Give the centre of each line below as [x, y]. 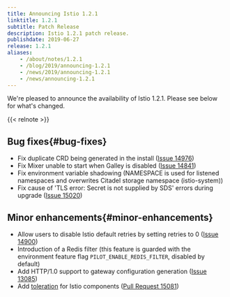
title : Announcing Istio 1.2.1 [53, 14]
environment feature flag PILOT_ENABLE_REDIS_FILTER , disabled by [111, 256]
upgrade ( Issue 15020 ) [50, 196]
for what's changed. [36, 106]
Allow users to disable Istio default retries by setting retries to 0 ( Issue [118, 234]
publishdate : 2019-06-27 [43, 40]
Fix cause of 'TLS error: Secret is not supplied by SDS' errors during [115, 188]
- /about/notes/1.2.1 [51, 59]
